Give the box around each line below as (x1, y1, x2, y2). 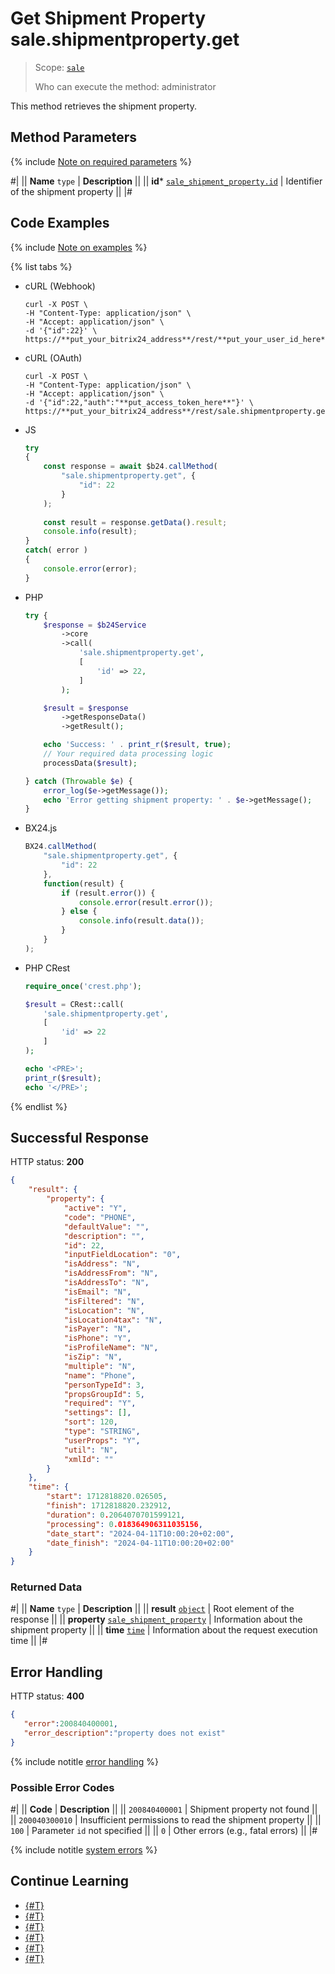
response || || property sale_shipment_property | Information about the (10, 1613, 303, 1626)
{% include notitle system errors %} (10, 1844, 158, 1856)
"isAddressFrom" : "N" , (63, 1268, 159, 1279)
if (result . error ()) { (61, 888, 156, 898)
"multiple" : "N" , (63, 1361, 137, 1371)
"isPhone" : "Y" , (63, 1333, 132, 1344)
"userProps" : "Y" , (63, 1435, 141, 1446)
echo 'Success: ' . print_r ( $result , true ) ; (43, 740, 232, 750)
